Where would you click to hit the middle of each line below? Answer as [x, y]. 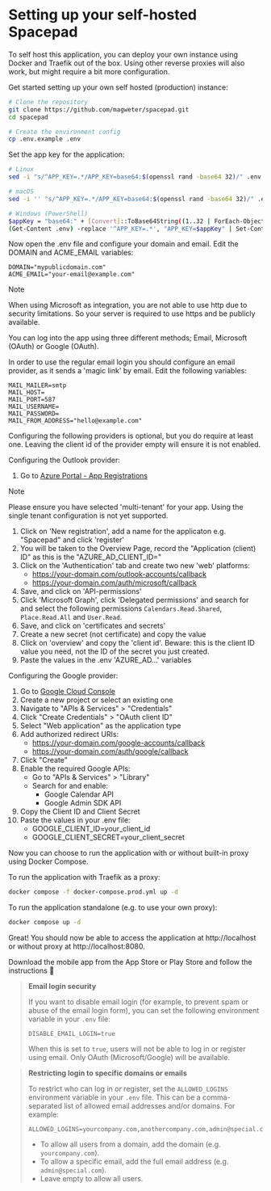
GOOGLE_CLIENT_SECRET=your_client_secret [108, 837]
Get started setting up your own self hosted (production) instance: [118, 87]
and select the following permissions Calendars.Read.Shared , [121, 608]
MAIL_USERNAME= [34, 407]
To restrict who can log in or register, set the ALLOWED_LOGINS [128, 1089]
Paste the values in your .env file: [75, 820]
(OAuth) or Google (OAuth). [54, 347]
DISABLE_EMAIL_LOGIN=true [71, 1034]
